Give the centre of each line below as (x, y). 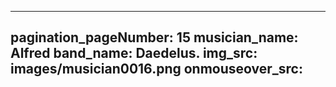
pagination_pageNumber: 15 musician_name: (154, 37)
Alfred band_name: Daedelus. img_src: (134, 53)
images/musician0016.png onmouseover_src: (156, 69)
